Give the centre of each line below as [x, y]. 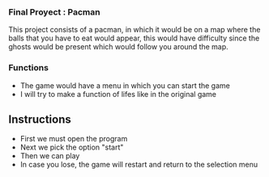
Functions [28, 68]
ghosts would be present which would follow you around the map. [118, 47]
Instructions [40, 119]
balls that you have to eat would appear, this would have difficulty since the [134, 38]
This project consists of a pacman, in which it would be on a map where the [134, 30]
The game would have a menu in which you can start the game [125, 85]
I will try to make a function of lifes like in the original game [118, 94]
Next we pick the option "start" [72, 147]
